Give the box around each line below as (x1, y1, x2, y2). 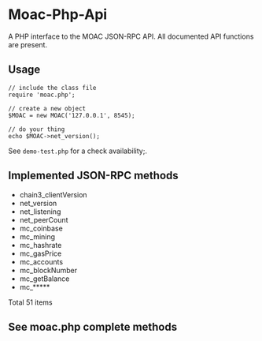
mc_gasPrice (19, 249, 62, 258)
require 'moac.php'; (8, 91, 76, 99)
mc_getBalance (19, 274, 70, 283)
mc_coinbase (19, 223, 63, 233)
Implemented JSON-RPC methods (8, 169, 179, 182)
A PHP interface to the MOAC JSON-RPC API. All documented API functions (8, 32, 254, 41)
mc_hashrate (19, 240, 62, 249)
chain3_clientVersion (19, 189, 88, 199)
